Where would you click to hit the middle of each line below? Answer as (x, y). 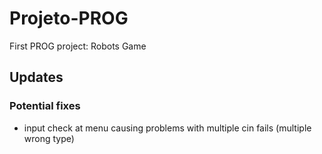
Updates (36, 77)
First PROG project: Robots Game (78, 46)
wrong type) (49, 138)
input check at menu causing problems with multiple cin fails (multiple (167, 128)
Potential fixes (45, 106)
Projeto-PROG (69, 18)
